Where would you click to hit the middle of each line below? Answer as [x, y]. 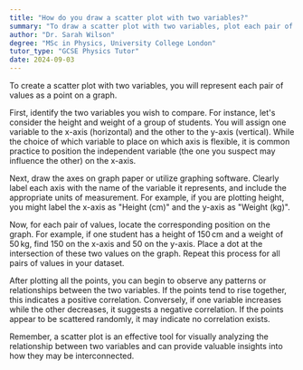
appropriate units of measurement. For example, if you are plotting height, [147, 197]
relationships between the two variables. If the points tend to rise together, [148, 290]
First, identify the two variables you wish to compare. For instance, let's [142, 113]
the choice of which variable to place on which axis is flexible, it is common [150, 142]
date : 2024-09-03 [42, 60]
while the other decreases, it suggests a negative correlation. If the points [147, 309]
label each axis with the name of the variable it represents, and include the [148, 188]
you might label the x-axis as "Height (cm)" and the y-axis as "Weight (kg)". [150, 207]
